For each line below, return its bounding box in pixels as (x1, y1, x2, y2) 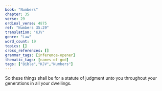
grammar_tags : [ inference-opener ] (5, 52, 76, 58)
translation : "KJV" (5, 30, 45, 35)
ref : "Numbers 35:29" (5, 25, 49, 30)
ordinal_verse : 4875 (5, 21, 47, 26)
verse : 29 (5, 16, 25, 21)
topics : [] (5, 44, 27, 48)
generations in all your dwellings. (5, 80, 72, 86)
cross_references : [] (5, 48, 49, 53)
